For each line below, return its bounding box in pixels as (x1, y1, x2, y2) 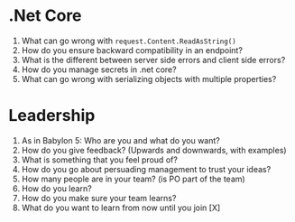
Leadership (8, 106, 96, 126)
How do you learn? (21, 182, 92, 194)
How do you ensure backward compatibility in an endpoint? (21, 44, 243, 55)
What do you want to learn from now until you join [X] (21, 202, 221, 213)
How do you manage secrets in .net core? (21, 64, 177, 75)
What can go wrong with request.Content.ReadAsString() (21, 35, 236, 46)
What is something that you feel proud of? (21, 154, 178, 165)
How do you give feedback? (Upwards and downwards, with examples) (21, 144, 287, 155)
